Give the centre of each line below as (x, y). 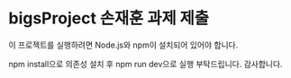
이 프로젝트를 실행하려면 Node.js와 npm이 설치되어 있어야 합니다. (123, 45)
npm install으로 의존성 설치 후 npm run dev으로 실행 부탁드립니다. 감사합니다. (145, 64)
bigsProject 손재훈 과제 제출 (109, 18)
